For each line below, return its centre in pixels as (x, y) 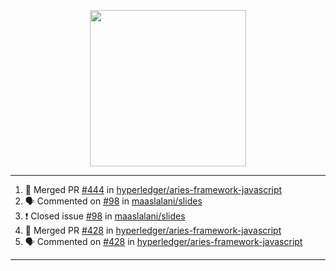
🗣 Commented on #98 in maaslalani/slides (113, 201)
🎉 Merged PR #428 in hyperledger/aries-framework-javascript (153, 230)
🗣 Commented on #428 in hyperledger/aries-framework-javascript (163, 241)
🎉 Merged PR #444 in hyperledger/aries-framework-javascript (153, 189)
